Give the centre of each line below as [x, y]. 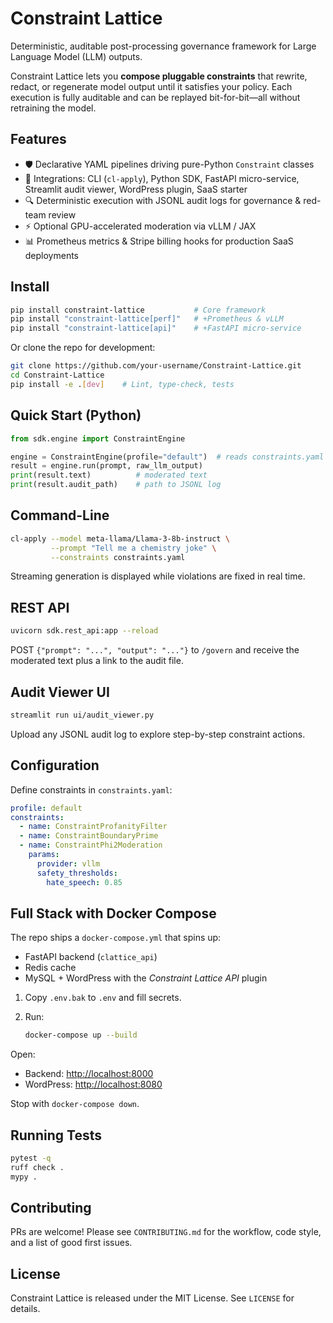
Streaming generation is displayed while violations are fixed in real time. [158, 576]
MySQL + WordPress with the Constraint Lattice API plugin [146, 978]
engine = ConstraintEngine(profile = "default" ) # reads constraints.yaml [167, 457]
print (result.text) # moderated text [109, 475]
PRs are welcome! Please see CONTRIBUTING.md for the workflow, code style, [166, 1232]
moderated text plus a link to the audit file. [97, 661]
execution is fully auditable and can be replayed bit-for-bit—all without [155, 97]
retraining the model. [53, 108]
